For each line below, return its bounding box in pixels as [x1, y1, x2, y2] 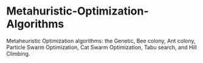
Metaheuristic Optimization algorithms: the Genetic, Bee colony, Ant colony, [6, 37, 196, 44]
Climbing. [6, 50, 30, 57]
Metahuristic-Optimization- [6, 4, 149, 18]
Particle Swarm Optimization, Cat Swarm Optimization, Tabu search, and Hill [6, 44, 198, 51]
